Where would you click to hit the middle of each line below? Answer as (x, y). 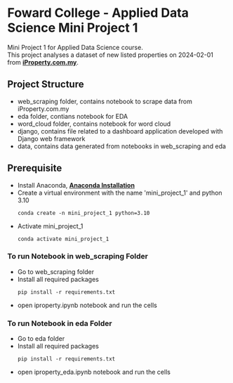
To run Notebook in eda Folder (60, 323)
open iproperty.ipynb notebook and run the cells (87, 305)
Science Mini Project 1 (73, 28)
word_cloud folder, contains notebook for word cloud (94, 124)
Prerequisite (35, 168)
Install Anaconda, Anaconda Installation (76, 185)
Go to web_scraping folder (56, 271)
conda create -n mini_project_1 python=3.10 (84, 213)
